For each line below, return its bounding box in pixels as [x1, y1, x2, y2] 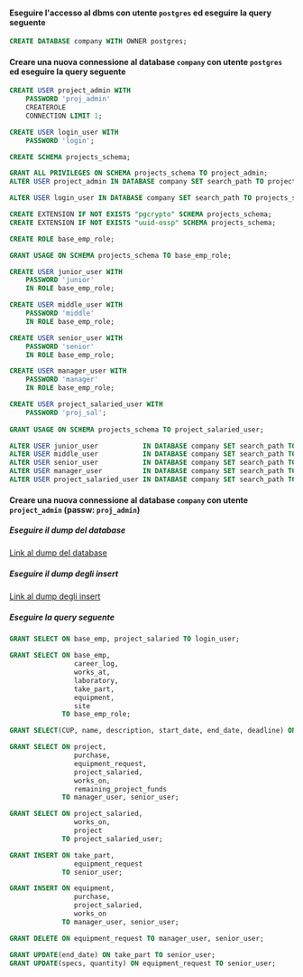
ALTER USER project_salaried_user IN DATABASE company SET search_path [9, 475, 284, 484]
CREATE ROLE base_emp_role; [9, 234, 115, 243]
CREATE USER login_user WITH [9, 128, 119, 137]
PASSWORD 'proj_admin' [25, 95, 111, 104]
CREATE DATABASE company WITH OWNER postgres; [9, 37, 188, 46]
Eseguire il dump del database [9, 525, 126, 536]
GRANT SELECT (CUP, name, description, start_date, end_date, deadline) [9, 726, 284, 735]
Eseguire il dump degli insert [9, 568, 119, 579]
